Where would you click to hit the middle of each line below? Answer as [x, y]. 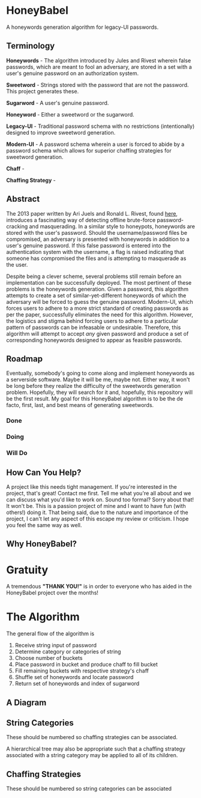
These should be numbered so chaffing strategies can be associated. [92, 737]
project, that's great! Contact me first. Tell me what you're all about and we [99, 493]
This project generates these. [43, 91]
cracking [17, 226]
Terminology [31, 46]
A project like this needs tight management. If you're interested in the [91, 486]
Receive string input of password [56, 645]
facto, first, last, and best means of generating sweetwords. [80, 405]
